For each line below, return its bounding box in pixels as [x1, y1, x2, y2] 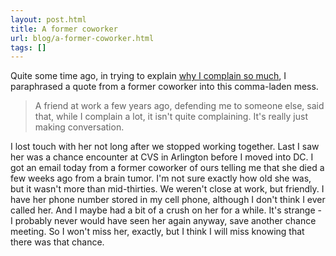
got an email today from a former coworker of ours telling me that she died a [10, 162, 325, 174]
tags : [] [10, 42, 47, 53]
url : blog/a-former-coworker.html [10, 33, 155, 43]
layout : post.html [10, 14, 87, 25]
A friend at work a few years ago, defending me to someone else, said [34, 100, 325, 112]
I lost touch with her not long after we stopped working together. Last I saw [10, 141, 320, 153]
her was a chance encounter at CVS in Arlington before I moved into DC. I [10, 151, 314, 163]
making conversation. [34, 121, 125, 133]
